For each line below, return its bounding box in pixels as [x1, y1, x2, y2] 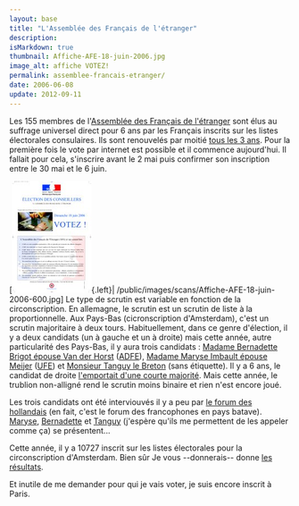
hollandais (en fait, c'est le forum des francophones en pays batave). [9, 406, 262, 417]
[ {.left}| [9, 284, 115, 295]
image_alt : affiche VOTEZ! [9, 62, 110, 71]
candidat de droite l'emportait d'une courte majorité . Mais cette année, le [9, 369, 278, 380]
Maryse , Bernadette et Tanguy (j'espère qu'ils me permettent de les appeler [9, 416, 288, 426]
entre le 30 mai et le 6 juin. [9, 163, 107, 173]
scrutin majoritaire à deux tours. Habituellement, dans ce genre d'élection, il [9, 322, 288, 333]
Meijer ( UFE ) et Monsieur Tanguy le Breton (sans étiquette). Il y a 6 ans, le [9, 360, 281, 371]
